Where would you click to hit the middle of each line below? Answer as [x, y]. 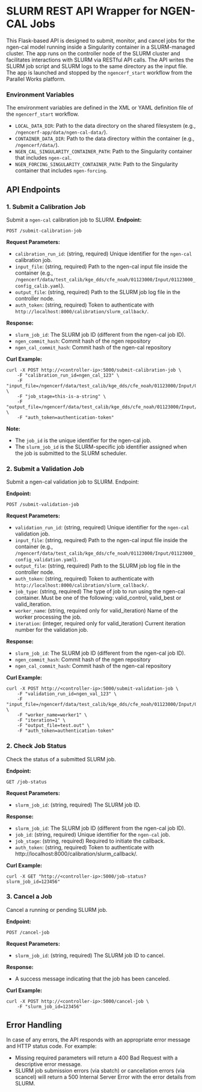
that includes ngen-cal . [43, 158]
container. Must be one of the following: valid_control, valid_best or [98, 598]
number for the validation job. [51, 630]
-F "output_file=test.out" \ [54, 726]
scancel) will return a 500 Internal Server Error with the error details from [105, 1077]
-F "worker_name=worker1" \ [52, 715]
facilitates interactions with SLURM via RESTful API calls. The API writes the [100, 60]
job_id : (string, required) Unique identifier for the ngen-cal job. [92, 834]
